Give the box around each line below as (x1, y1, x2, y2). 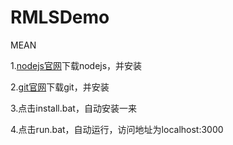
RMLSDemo (10, 6, 110, 29)
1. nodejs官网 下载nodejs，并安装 (10, 59, 143, 71)
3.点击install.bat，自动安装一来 (10, 102, 137, 114)
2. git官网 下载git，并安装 (10, 81, 110, 93)
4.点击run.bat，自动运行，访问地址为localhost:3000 (10, 123, 224, 135)
